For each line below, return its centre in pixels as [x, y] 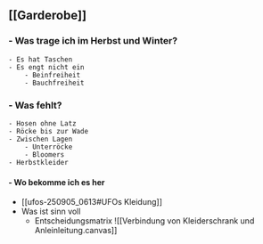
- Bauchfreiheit [55, 83]
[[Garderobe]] [47, 16]
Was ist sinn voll [51, 211]
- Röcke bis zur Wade [49, 131]
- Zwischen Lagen [41, 139]
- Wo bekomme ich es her [57, 182]
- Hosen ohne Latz [42, 123]
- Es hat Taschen [41, 59]
